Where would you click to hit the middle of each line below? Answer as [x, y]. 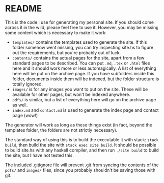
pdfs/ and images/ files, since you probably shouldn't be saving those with [80, 170]
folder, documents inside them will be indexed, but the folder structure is [85, 79]
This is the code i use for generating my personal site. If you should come [79, 22]
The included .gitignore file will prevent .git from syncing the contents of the [82, 165]
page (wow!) [25, 115]
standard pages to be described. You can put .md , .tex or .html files [81, 63]
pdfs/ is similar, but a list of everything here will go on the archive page [84, 99]
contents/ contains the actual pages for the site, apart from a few [78, 58]
